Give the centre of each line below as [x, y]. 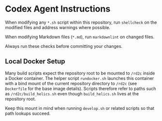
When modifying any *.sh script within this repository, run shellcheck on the [81, 22]
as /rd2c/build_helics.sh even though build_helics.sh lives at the [72, 93]
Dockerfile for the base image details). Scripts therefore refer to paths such [81, 89]
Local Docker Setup [35, 61]
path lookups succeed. [28, 113]
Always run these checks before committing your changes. [64, 46]
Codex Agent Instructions [58, 9]
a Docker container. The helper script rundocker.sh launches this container [80, 78]
